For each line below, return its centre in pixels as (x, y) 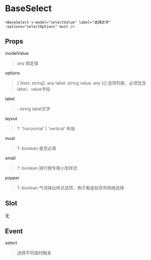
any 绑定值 (28, 63)
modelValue (17, 53)
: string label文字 (34, 109)
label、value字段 (34, 89)
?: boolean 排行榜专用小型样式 (47, 168)
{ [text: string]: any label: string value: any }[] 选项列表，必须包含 (82, 83)
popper (12, 177)
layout (11, 118)
